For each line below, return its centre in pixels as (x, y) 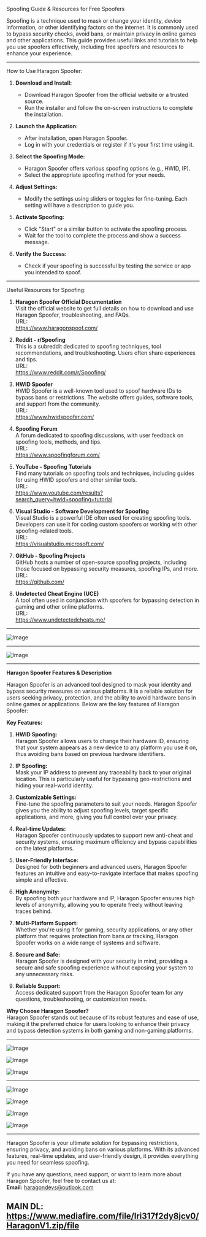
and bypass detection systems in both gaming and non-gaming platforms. (100, 1031)
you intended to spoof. (53, 272)
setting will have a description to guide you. (79, 205)
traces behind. (33, 911)
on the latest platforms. (44, 848)
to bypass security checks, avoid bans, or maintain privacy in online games (101, 34)
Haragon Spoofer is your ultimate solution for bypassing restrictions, (93, 1143)
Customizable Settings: (46, 797)
